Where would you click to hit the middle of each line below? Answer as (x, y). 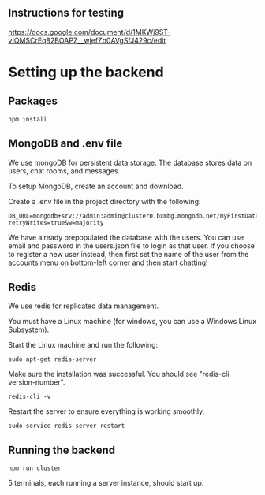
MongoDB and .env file (65, 144)
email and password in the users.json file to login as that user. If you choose (131, 246)
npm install (28, 119)
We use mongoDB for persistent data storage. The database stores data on (130, 162)
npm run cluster (35, 468)
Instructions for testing (66, 13)
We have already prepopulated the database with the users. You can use (126, 237)
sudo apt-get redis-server (52, 359)
